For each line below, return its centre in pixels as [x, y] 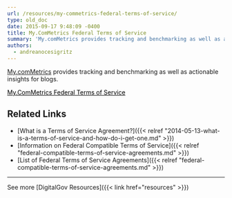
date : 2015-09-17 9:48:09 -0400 [54, 26]
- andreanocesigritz [43, 52]
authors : [20, 46]
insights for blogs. [33, 79]
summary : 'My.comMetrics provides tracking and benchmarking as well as [114, 39]
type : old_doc [28, 20]
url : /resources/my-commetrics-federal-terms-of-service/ [92, 13]
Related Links [37, 114]
